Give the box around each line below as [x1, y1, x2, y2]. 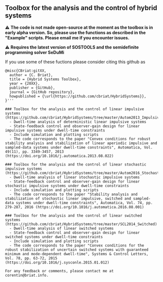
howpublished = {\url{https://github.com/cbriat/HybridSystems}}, [9, 94, 147, 99]
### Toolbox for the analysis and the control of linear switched [5, 213, 142, 218]
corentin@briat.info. [5, 273, 49, 278]
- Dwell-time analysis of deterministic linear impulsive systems [9, 119, 147, 124]
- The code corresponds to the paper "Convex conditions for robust [9, 136, 151, 141]
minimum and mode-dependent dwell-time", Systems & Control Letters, [5, 251, 149, 256]
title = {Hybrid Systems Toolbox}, [9, 76, 81, 82]
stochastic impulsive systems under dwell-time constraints [5, 183, 130, 188]
